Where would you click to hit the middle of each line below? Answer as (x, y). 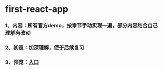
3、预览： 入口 (22, 62)
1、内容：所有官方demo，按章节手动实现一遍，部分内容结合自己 (81, 26)
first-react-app (37, 9)
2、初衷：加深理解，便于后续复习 (45, 48)
